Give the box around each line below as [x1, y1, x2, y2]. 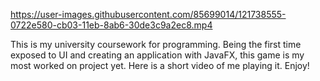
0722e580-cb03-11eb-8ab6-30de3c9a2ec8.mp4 [10, 19, 213, 31]
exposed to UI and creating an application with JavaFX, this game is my [10, 49, 305, 61]
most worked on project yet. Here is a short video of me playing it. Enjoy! [10, 60, 310, 71]
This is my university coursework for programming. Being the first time [10, 39, 302, 50]
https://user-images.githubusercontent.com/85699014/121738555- [10, 9, 287, 20]
